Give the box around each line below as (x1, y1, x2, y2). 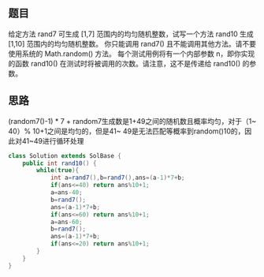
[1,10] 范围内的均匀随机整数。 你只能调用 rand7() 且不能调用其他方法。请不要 (8, 39, 257, 48)
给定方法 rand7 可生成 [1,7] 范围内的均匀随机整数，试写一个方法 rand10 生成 (8, 29, 254, 39)
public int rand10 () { (22, 159, 97, 167)
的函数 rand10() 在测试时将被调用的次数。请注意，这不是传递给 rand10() (8, 58, 241, 68)
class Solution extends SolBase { (8, 152, 122, 159)
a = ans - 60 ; (50, 218, 83, 226)
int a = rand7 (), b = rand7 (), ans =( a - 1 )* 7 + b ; (50, 174, 185, 182)
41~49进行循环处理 (21, 136, 84, 145)
